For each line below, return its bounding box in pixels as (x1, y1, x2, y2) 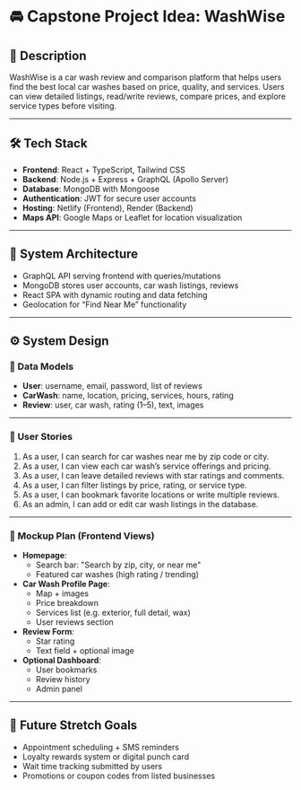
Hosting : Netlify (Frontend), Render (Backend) (21, 202, 194, 213)
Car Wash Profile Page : (21, 578, 110, 589)
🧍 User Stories (9, 431, 73, 443)
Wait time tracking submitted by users (21, 760, 163, 771)
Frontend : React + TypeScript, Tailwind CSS (21, 164, 186, 175)
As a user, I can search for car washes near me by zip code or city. (21, 451, 270, 461)
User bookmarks (35, 664, 98, 675)
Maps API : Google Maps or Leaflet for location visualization (21, 212, 243, 223)
